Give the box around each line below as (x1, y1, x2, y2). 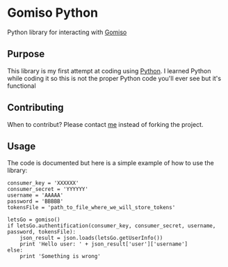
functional (7, 82, 36, 90)
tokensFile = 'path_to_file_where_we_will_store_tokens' (7, 204, 176, 211)
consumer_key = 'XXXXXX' (7, 180, 79, 187)
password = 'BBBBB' (7, 198, 64, 205)
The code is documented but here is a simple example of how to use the (7, 159, 214, 167)
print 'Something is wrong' (19, 253, 101, 260)
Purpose (7, 48, 45, 60)
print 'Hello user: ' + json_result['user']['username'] (19, 241, 188, 248)
